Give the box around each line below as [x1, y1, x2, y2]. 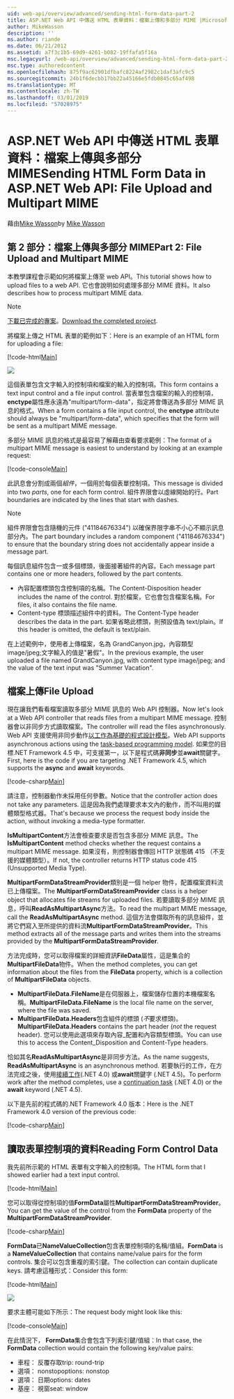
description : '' [7, 29, 54, 37]
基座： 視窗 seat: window [17, 1384, 88, 1393]
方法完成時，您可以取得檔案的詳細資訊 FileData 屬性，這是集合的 [7, 951, 190, 960]
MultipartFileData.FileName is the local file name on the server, [29, 999, 214, 1007]
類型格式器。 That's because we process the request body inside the [13, 809, 210, 818]
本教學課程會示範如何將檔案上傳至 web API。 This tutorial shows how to [7, 272, 212, 281]
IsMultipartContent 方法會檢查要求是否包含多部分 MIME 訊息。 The [7, 831, 198, 840]
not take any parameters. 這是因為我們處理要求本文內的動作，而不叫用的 [7, 800, 215, 808]
